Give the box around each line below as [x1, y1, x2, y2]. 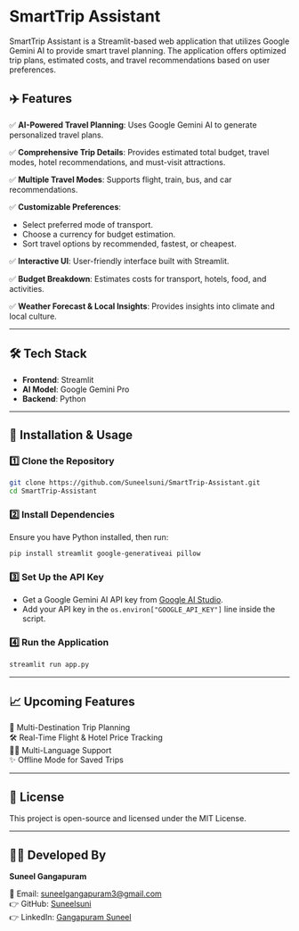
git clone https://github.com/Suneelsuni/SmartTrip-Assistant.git [9, 478, 261, 487]
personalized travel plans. [9, 129, 104, 140]
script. [21, 613, 46, 624]
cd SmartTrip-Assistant [9, 486, 98, 496]
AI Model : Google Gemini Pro [21, 384, 130, 395]
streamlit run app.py [9, 660, 90, 669]
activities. [9, 283, 44, 294]
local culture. [9, 311, 58, 321]
